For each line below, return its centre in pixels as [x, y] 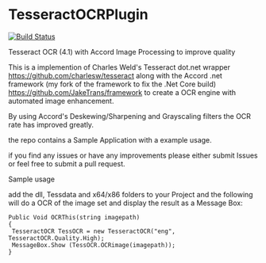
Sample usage [32, 179]
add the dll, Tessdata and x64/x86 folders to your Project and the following [131, 194]
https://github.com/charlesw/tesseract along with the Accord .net [115, 75]
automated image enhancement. [61, 101]
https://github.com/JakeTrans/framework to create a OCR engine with [122, 92]
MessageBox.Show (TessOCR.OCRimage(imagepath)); [94, 245]
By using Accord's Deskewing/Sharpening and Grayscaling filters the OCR [130, 116]
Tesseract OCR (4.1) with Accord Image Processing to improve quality [122, 51]
